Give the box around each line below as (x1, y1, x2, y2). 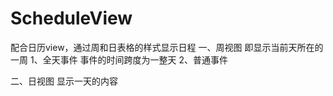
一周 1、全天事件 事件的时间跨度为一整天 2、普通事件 (10, 53, 229, 66)
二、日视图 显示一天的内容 (10, 75, 118, 87)
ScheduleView (10, 7, 133, 30)
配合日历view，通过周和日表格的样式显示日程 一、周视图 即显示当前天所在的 (10, 41, 324, 53)
